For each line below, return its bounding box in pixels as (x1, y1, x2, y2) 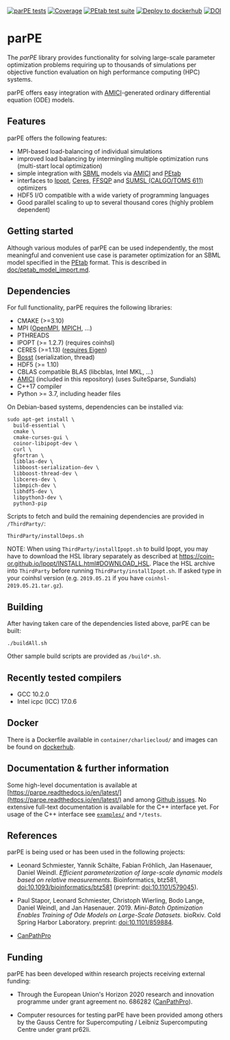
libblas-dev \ (13, 458, 53, 465)
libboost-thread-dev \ (13, 470, 78, 477)
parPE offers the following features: (7, 134, 107, 142)
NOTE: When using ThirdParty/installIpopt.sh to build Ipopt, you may (7, 545, 209, 553)
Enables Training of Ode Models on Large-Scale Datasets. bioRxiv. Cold (16, 911, 221, 919)
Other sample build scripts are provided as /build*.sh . (7, 652, 162, 661)
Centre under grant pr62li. (16, 1026, 91, 1034)
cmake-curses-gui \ (13, 434, 69, 441)
